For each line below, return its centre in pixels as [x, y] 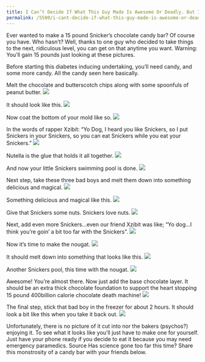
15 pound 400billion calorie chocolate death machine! [74, 295]
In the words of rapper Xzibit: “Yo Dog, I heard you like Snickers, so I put [97, 129]
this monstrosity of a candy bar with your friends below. [77, 352]
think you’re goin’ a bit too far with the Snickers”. [67, 231]
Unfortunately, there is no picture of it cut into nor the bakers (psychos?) [97, 326]
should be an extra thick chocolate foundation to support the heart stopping [102, 287]
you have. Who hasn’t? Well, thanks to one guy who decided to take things [100, 42]
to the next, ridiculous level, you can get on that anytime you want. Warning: [102, 48]
